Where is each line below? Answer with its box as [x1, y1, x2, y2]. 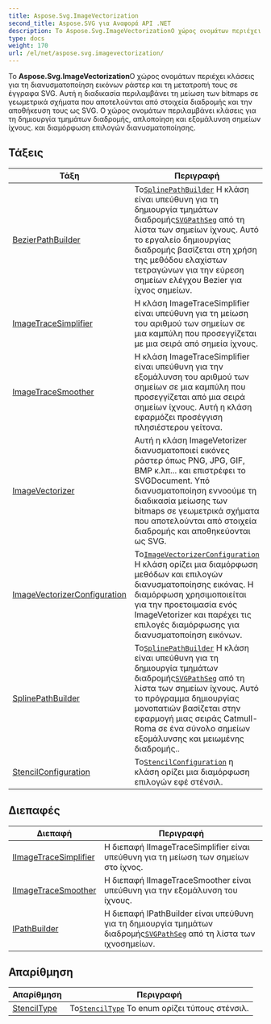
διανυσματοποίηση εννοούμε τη [134, 485, 257, 496]
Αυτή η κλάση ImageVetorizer [134, 435, 248, 446]
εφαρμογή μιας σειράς [134, 713, 222, 724]
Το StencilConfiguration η [134, 756, 234, 767]
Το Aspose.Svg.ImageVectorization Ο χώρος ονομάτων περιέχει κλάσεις [8, 72, 255, 81]
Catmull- [223, 713, 258, 724]
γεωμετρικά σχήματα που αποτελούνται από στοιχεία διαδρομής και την [8, 98, 252, 106]
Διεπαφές [8, 804, 60, 818]
